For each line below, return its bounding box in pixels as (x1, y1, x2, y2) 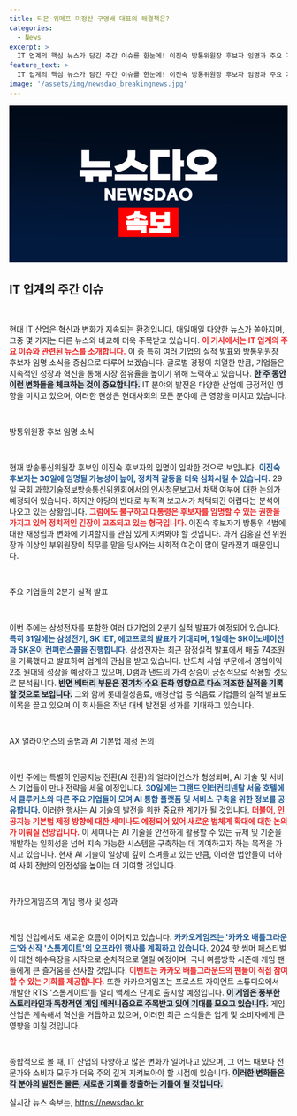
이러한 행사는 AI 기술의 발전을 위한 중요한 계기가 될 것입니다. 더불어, (42, 805, 276, 815)
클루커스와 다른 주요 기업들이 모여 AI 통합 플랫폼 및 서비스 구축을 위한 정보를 (18, 794, 277, 805)
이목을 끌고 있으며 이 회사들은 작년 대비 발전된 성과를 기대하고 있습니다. (9, 699, 255, 711)
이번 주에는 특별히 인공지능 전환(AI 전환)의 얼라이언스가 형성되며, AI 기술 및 (9, 772, 268, 783)
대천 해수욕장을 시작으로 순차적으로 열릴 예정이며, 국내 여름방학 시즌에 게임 (18, 954, 276, 965)
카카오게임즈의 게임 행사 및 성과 (9, 896, 118, 906)
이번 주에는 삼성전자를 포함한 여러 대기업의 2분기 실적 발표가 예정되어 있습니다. (9, 623, 280, 633)
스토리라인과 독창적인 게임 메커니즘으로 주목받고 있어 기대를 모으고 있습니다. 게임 (9, 998, 286, 1009)
